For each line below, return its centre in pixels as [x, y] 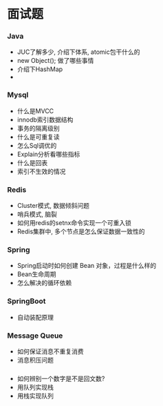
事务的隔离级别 [38, 128]
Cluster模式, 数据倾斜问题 [53, 206]
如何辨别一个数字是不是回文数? [61, 378]
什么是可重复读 [38, 137]
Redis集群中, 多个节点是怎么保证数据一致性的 [81, 231]
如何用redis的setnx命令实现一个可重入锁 [74, 223]
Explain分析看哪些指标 [48, 154]
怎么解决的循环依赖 [44, 283]
